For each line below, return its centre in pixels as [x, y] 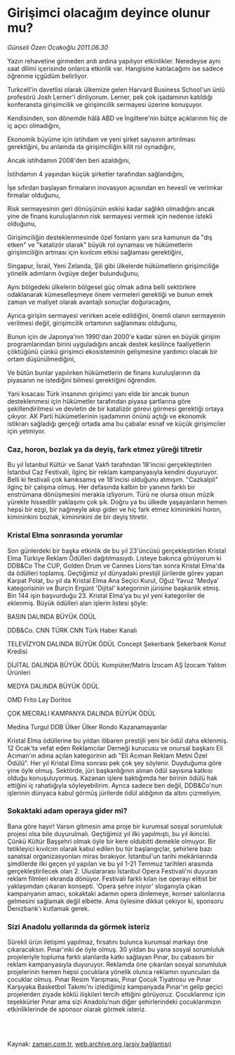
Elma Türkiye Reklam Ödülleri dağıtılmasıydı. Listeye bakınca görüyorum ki [115, 558]
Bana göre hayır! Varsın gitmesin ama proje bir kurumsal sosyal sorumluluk [115, 826]
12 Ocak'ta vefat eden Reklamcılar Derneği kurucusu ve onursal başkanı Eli [115, 748]
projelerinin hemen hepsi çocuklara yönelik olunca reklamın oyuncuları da [113, 972]
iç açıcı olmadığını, [34, 125]
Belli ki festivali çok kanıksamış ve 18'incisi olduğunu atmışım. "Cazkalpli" [113, 480]
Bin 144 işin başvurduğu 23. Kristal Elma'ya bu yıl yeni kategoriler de [106, 595]
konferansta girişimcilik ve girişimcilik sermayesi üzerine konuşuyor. [105, 104]
